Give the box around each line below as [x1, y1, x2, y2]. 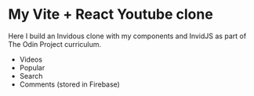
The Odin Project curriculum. [8, 39, 102, 48]
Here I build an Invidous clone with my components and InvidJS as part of [8, 31, 247, 41]
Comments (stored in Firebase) [19, 80, 120, 89]
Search [19, 71, 43, 80]
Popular [19, 62, 45, 72]
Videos [19, 55, 43, 64]
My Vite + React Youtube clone [8, 5, 213, 23]
